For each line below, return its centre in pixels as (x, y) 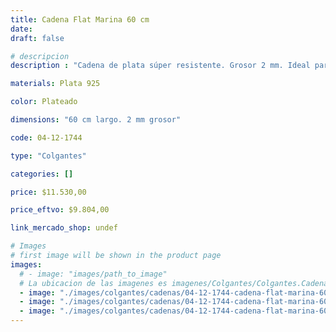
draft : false (37, 38)
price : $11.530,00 (48, 192)
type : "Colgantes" (48, 156)
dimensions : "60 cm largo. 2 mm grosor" (96, 120)
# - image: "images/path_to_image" (93, 274)
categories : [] (42, 174)
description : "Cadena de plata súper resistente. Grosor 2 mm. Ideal (160, 66)
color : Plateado (44, 102)
